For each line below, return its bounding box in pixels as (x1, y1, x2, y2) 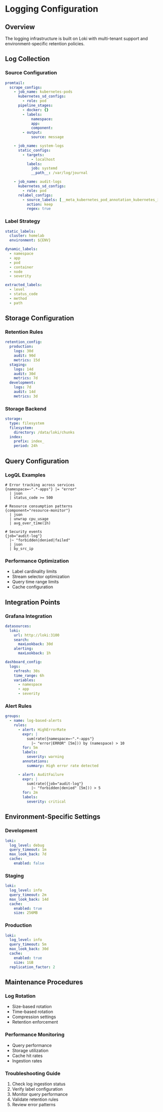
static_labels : (5, 229, 36, 234)
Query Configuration (5, 457, 69, 465)
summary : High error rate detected (26, 763, 98, 768)
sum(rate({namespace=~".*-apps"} (26, 736, 95, 741)
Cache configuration (12, 584, 53, 590)
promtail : (5, 80, 25, 86)
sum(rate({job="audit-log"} (26, 781, 83, 786)
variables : (14, 678, 36, 683)
